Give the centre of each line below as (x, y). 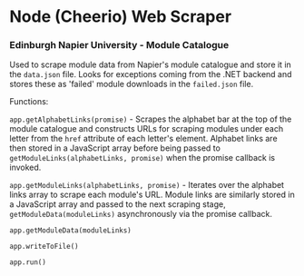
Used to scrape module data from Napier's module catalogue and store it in (151, 64)
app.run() (28, 262)
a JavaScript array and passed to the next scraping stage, (118, 204)
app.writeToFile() (44, 247)
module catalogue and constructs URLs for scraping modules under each (147, 129)
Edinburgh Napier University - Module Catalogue (119, 45)
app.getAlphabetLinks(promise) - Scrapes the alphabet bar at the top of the (151, 119)
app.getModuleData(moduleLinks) (70, 231)
